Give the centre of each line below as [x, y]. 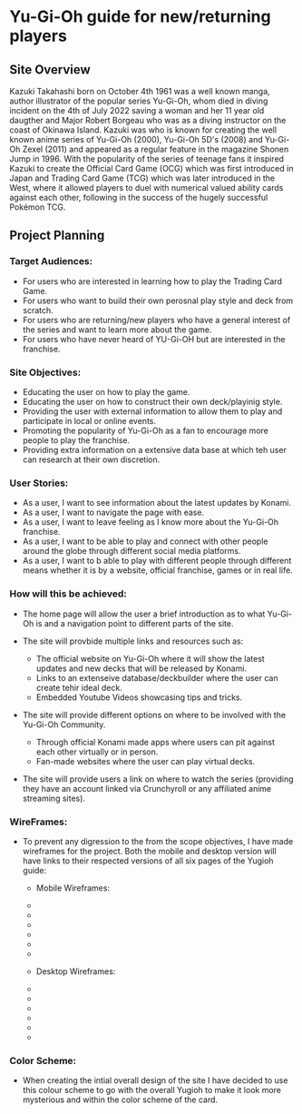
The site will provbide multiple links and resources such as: [133, 641]
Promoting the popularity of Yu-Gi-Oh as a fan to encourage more [146, 430]
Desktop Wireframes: [76, 971]
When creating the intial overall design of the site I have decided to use [155, 1080]
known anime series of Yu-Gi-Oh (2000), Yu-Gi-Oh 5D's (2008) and [136, 139]
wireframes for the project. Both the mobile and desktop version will [149, 851]
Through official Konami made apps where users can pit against [155, 742]
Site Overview [50, 69]
